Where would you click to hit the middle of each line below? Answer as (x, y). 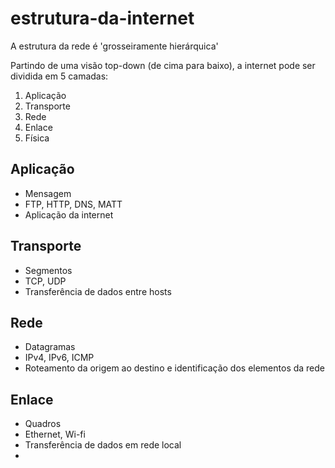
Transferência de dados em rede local (103, 445)
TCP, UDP (45, 281)
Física (37, 138)
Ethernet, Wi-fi (55, 434)
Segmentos (48, 270)
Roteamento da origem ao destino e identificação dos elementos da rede (175, 368)
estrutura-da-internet (102, 18)
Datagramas (50, 347)
